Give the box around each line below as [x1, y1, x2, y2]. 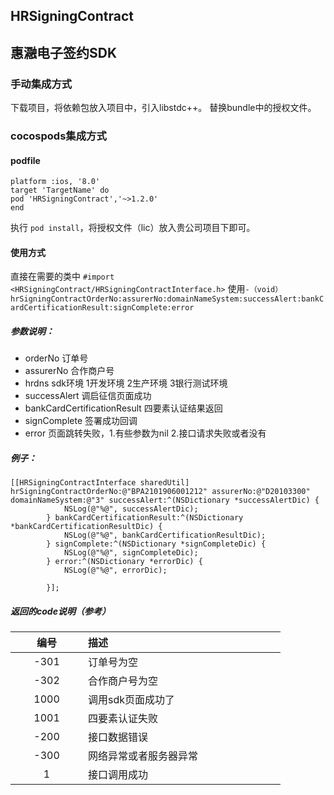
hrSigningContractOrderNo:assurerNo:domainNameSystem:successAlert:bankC [10, 294, 325, 304]
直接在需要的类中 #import [10, 270, 115, 283]
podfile [10, 154, 41, 166]
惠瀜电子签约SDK [10, 44, 118, 61]
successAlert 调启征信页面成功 [24, 390, 152, 402]
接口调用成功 [88, 768, 149, 782]
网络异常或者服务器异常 [88, 749, 199, 763]
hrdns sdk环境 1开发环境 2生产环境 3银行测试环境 [24, 377, 228, 389]
